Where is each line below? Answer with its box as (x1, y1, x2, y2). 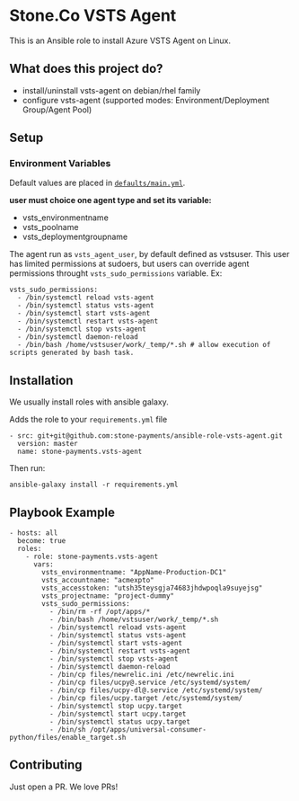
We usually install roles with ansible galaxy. (9, 396, 169, 407)
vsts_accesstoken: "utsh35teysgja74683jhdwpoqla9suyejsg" (41, 583, 263, 593)
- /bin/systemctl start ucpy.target (48, 709, 187, 719)
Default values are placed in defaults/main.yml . (9, 177, 186, 189)
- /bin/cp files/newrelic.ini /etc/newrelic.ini (48, 671, 235, 680)
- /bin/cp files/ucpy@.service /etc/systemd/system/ (48, 678, 251, 688)
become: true (17, 537, 66, 546)
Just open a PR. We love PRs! (9, 781, 119, 792)
